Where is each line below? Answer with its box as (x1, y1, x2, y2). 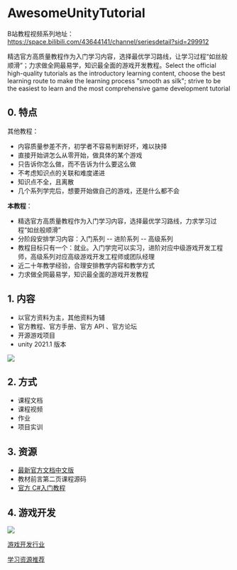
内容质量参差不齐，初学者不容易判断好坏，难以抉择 (17, 142, 167, 150)
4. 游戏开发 (7, 507, 56, 519)
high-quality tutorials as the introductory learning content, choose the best (7, 69, 226, 78)
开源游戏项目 (17, 331, 55, 339)
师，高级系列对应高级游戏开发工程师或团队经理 (17, 252, 155, 260)
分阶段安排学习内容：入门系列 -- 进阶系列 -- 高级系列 (17, 234, 174, 243)
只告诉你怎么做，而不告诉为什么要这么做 (17, 159, 136, 168)
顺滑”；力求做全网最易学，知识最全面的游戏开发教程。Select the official (7, 60, 216, 69)
